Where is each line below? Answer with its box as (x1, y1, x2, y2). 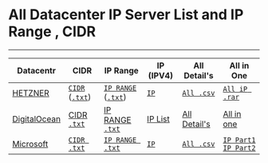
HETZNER (12, 87, 49, 98)
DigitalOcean (12, 113, 61, 125)
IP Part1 (223, 135, 256, 145)
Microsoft (12, 138, 49, 149)
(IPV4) (148, 70, 174, 81)
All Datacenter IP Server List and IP (8, 6, 244, 24)
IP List (147, 113, 170, 125)
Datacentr (17, 65, 56, 76)
